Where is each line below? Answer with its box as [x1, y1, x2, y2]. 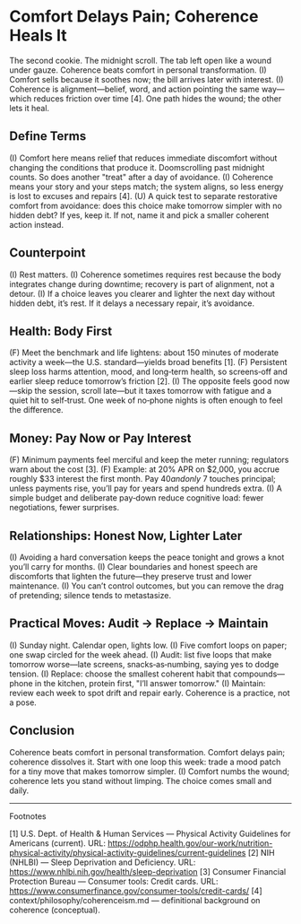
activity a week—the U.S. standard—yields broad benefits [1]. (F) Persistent [9, 357, 288, 368]
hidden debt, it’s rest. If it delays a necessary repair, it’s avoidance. [9, 298, 255, 309]
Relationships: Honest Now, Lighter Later [9, 527, 243, 544]
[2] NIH [247, 847, 275, 858]
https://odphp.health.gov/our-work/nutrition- [107, 837, 273, 849]
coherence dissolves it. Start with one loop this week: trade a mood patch [9, 756, 281, 767]
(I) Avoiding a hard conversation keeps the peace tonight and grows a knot [9, 552, 285, 562]
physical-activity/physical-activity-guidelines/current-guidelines [9, 847, 246, 858]
